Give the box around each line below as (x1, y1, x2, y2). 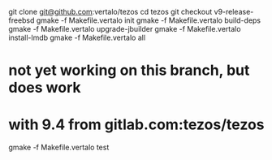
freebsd (8, 15, 35, 25)
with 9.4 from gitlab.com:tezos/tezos (8, 115, 265, 134)
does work (8, 79, 81, 97)
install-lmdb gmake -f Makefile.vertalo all (8, 32, 146, 42)
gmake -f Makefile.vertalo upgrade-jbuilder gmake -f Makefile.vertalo (8, 24, 241, 33)
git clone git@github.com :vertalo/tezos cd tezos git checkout (8, 7, 213, 16)
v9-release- (214, 7, 254, 16)
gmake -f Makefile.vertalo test (8, 142, 110, 153)
